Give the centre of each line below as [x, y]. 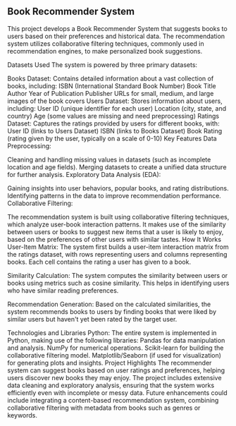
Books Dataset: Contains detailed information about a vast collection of [111, 78]
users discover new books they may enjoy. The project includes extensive [114, 377]
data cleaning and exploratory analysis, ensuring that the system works [111, 385]
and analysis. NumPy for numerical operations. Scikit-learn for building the [116, 348]
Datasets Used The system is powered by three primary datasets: [103, 65]
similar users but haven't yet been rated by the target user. [92, 319]
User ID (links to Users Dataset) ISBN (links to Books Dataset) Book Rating [115, 130]
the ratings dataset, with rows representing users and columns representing [117, 254]
